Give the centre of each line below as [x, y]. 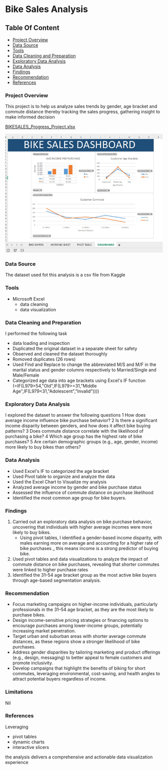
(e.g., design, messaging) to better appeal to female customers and [82, 658]
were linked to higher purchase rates [50, 569]
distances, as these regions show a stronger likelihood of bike [76, 641]
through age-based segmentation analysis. [57, 580]
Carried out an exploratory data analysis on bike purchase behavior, [82, 522]
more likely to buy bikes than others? [43, 447]
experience [17, 762]
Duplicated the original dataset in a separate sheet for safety [75, 349]
